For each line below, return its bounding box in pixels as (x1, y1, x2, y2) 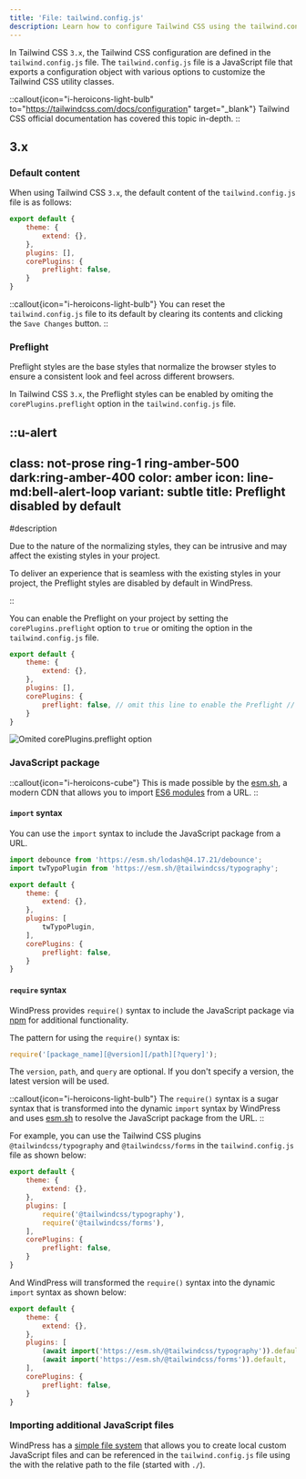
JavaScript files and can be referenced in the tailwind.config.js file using (9, 1449, 291, 1460)
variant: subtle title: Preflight (118, 484, 286, 500)
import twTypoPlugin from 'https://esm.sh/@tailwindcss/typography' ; (9, 863, 280, 872)
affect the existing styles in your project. (9, 550, 161, 561)
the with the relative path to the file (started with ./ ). (9, 1459, 206, 1470)
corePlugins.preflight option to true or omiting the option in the (9, 622, 253, 633)
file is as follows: (9, 197, 72, 208)
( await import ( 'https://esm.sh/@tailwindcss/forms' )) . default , (42, 1355, 287, 1364)
